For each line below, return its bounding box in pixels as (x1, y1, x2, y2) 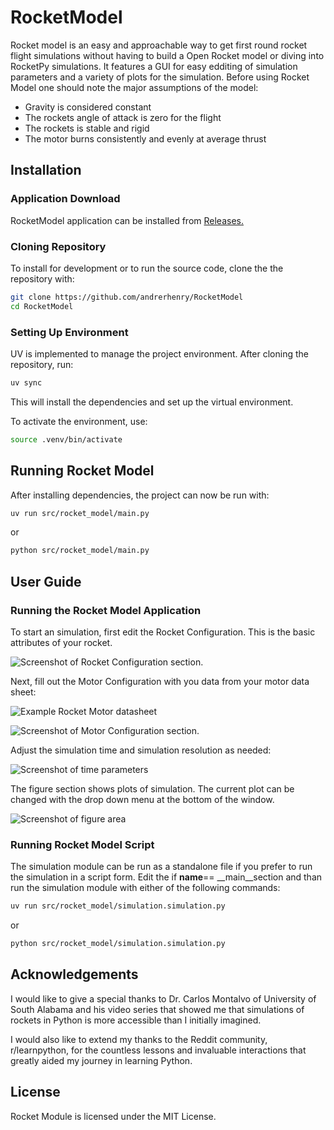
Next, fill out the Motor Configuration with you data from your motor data (10, 675, 310, 687)
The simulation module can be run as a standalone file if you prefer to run (10, 861, 313, 873)
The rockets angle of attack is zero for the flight (24, 111, 222, 123)
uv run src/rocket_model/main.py (10, 508, 150, 518)
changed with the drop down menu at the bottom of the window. (10, 793, 275, 805)
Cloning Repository (10, 239, 107, 253)
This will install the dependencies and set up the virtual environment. (10, 396, 294, 408)
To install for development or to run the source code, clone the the (10, 262, 284, 274)
